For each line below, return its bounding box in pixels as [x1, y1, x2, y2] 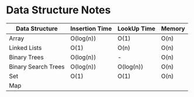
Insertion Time [70, 24, 112, 33]
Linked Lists [9, 44, 42, 52]
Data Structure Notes [6, 3, 111, 17]
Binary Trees [9, 53, 44, 61]
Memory [161, 24, 185, 33]
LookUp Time [117, 24, 156, 33]
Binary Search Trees [9, 62, 65, 70]
